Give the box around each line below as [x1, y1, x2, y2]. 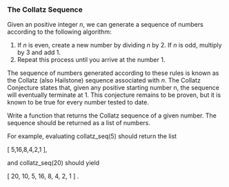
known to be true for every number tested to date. [7, 98, 150, 107]
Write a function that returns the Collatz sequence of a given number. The [7, 111, 217, 120]
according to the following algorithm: [7, 27, 112, 36]
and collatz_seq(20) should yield [7, 159, 100, 167]
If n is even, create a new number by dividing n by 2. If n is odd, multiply [17, 41, 222, 49]
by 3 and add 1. [17, 48, 61, 56]
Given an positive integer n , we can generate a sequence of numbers [7, 21, 203, 29]
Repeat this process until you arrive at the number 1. [17, 56, 166, 64]
